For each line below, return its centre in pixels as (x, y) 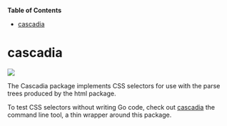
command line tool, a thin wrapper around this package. (90, 115)
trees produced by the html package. (62, 93)
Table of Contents (35, 10)
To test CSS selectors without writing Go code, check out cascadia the (111, 107)
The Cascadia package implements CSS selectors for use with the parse (114, 85)
